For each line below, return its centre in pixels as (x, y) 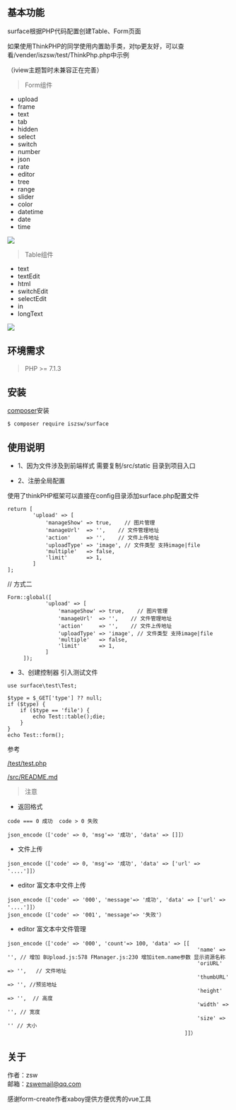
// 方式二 (20, 584)
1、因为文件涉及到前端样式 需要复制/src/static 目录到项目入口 (106, 466)
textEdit (29, 276)
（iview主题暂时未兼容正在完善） (55, 70)
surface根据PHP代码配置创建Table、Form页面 (74, 31)
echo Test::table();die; (69, 717)
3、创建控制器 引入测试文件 (58, 673)
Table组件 (39, 254)
